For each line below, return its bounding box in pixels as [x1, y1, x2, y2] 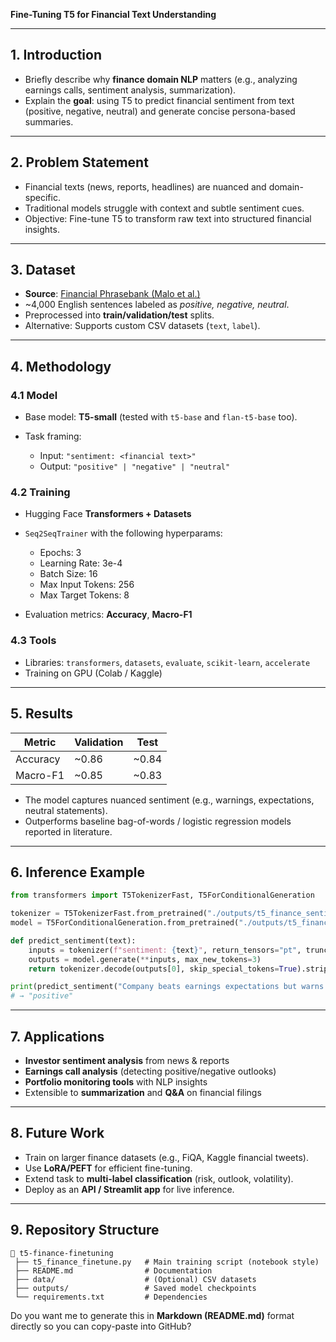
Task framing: [24, 430, 82, 443]
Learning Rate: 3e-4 [39, 557, 123, 569]
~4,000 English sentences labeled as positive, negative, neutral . [24, 299, 290, 311]
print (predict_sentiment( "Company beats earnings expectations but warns [10, 982, 325, 992]
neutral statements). [24, 804, 108, 816]
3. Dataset [10, 262, 76, 279]
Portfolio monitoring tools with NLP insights [24, 1076, 208, 1088]
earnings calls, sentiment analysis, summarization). [24, 84, 237, 96]
